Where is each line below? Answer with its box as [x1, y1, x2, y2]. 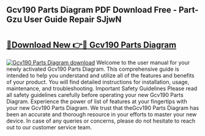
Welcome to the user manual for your [96, 59, 190, 66]
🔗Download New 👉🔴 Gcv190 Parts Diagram [6, 40, 176, 50]
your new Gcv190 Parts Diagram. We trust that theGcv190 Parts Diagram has [6, 104, 199, 112]
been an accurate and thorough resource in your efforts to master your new [6, 111, 197, 118]
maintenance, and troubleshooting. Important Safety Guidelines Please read [6, 85, 198, 92]
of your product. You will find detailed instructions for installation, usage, [6, 79, 190, 85]
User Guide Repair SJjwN [23, 15, 122, 25]
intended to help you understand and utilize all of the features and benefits [6, 72, 195, 79]
